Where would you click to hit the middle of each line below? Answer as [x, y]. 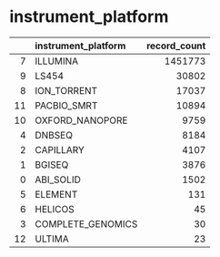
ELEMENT [56, 194]
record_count [176, 46]
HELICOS [55, 209]
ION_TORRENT [66, 90]
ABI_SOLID [58, 180]
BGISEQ [52, 164]
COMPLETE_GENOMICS [86, 223]
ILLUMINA [57, 61]
